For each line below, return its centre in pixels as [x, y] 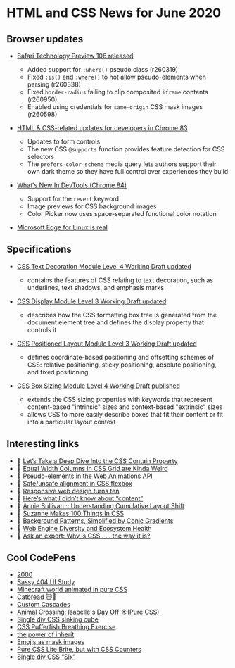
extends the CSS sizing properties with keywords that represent [120, 399]
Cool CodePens [41, 558]
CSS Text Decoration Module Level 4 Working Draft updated [104, 266]
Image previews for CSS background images [92, 206]
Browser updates [45, 39]
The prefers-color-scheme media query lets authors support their [122, 164]
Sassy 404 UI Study [46, 582]
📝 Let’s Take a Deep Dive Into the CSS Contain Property [97, 461]
